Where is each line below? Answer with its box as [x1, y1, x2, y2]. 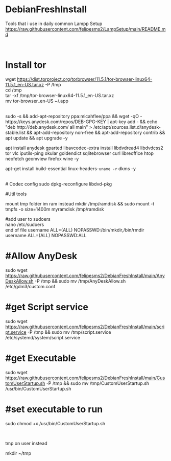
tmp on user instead [5, 440, 47, 446]
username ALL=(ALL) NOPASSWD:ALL [5, 232, 87, 238]
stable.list [5, 129, 26, 135]
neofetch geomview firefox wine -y [5, 155, 79, 162]
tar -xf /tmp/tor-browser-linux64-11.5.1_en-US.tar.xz [5, 92, 114, 98]
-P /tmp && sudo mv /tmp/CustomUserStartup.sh [46, 380, 150, 386]
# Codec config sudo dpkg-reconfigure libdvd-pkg [5, 180, 112, 187]
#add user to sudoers [5, 216, 51, 222]
